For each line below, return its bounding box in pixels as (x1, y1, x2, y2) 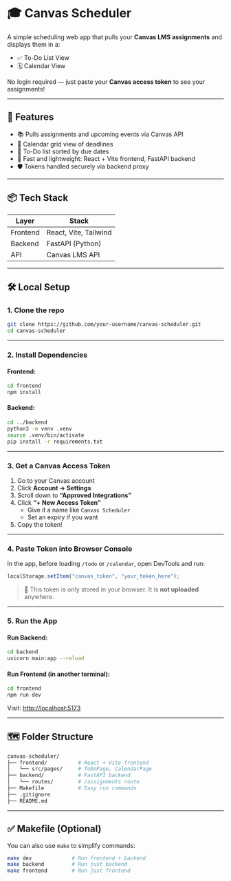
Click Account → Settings (16, 483, 91, 492)
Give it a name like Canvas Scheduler (27, 505, 131, 514)
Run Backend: (7, 633, 48, 642)
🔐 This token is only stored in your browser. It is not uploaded (23, 585, 199, 594)
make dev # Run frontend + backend (7, 854, 146, 862)
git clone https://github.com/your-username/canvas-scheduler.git (7, 321, 201, 328)
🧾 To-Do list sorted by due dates (16, 147, 109, 155)
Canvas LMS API (46, 250, 100, 259)
